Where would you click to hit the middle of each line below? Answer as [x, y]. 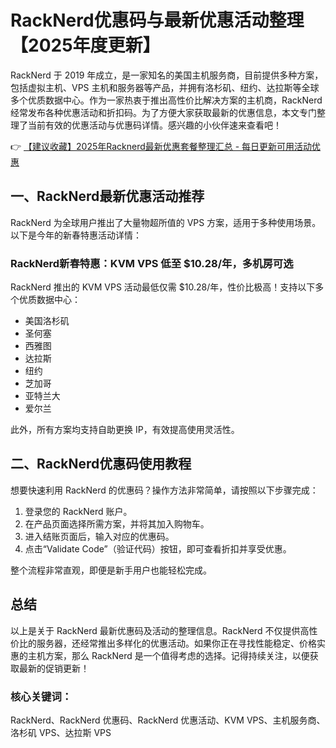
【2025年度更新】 [85, 45]
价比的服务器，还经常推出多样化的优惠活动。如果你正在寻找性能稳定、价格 [163, 643]
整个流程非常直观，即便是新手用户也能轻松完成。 [111, 570]
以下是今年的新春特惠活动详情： [76, 235]
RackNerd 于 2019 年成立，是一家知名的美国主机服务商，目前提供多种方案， [167, 75]
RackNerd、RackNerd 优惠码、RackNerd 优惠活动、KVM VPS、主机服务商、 [168, 720]
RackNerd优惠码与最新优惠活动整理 [157, 20]
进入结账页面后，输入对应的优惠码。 [99, 536]
